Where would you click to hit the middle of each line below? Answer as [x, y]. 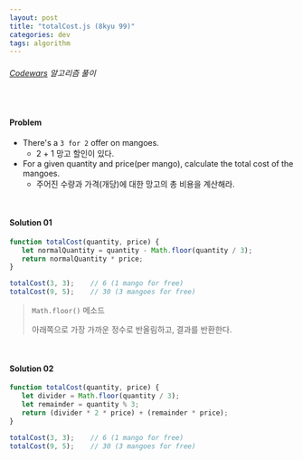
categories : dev [40, 34]
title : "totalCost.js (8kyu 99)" [72, 26]
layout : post [34, 18]
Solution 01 [31, 223]
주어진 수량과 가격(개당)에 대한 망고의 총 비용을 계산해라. [135, 184]
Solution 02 [32, 369]
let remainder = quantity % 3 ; [80, 405]
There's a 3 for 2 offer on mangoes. [91, 142]
